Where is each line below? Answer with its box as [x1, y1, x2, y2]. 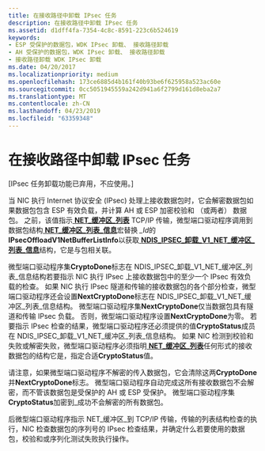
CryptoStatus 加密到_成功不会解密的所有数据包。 [8, 397, 168, 407]
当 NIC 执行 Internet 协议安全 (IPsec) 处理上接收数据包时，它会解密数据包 [8, 195, 247, 205]
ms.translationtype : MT [8, 93, 87, 100]
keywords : [8, 33, 41, 42]
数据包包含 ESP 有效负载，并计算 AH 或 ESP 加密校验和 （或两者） [14, 205, 232, 214]
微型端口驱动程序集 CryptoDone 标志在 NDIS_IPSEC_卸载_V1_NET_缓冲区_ [8, 262, 246, 271]
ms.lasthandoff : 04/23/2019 [8, 108, 101, 116]
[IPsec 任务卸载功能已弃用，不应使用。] [8, 179, 134, 188]
